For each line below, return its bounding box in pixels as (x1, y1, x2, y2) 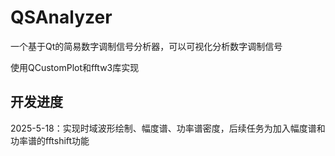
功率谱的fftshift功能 (10, 134, 90, 146)
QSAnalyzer (10, 6, 113, 29)
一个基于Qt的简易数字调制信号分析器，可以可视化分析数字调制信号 (10, 40, 283, 52)
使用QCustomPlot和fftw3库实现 (10, 61, 140, 73)
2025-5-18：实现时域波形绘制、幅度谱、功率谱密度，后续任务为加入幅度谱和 (10, 122, 326, 134)
